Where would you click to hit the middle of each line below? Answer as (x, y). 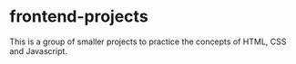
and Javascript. (39, 50)
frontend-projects (79, 17)
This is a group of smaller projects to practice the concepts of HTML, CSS (148, 41)
